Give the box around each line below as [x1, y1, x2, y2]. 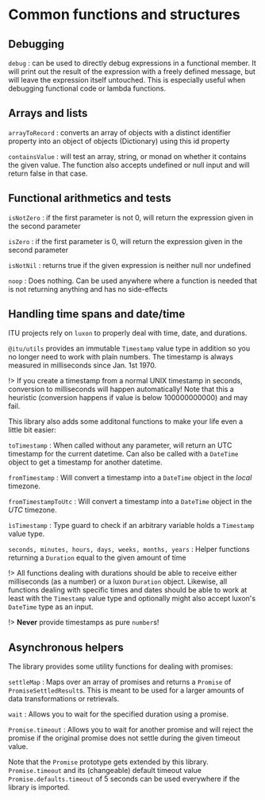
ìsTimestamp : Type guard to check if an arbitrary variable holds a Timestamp [8, 521, 255, 530]
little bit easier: [8, 425, 57, 435]
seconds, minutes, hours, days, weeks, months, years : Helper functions [8, 545, 250, 554]
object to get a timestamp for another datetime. [8, 457, 163, 467]
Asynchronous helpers [8, 640, 125, 654]
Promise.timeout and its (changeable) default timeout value [8, 766, 202, 775]
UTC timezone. [8, 505, 57, 515]
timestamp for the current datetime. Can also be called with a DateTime [8, 449, 239, 459]
